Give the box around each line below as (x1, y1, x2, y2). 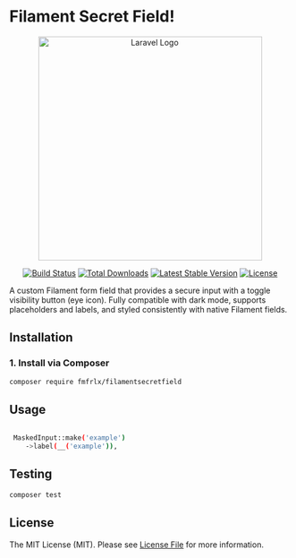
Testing (9, 467, 53, 482)
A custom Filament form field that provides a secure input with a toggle (9, 285, 271, 296)
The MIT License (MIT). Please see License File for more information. (9, 539, 264, 550)
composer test (9, 490, 63, 499)
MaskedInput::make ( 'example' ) (13, 434, 126, 442)
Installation (9, 330, 73, 346)
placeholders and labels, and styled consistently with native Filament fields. (9, 304, 288, 314)
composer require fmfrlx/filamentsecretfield (9, 377, 182, 386)
